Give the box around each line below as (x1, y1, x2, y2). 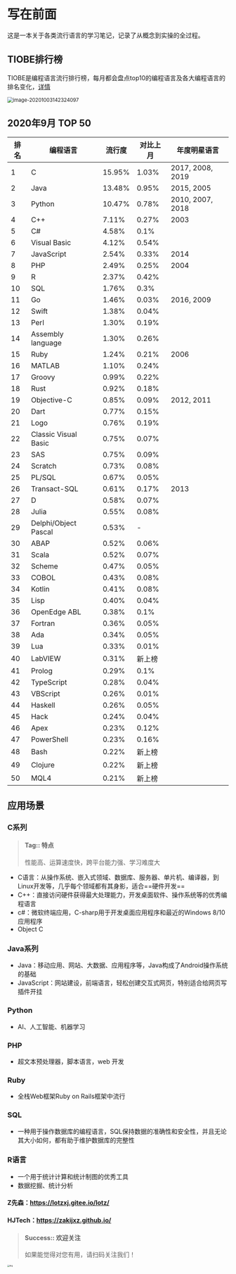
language (30, 338, 62, 348)
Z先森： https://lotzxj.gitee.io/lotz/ (7, 1199, 110, 1207)
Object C (17, 925, 44, 934)
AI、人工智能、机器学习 (17, 1022, 86, 1031)
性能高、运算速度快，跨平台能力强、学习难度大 (24, 858, 160, 867)
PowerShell (30, 734, 69, 744)
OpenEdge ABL (30, 606, 82, 616)
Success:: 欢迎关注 (24, 1233, 81, 1242)
